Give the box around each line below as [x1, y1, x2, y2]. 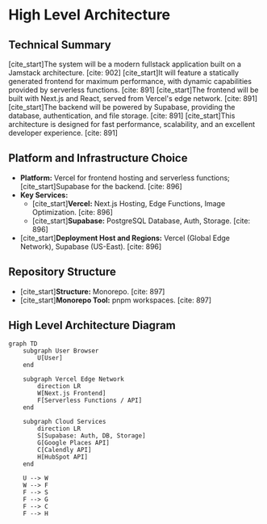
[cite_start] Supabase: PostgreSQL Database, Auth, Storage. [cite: [31, 216, 251, 226]
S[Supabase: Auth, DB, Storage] [37, 432, 147, 440]
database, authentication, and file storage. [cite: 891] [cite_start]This [8, 111, 236, 120]
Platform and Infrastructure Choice [8, 151, 188, 165]
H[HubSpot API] [37, 453, 89, 462]
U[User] [37, 354, 63, 362]
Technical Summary [8, 38, 111, 52]
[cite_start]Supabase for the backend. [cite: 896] [19, 181, 183, 191]
